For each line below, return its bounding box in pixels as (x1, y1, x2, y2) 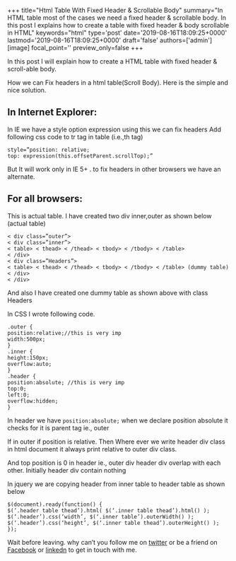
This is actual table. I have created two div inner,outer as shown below (7, 211, 212, 220)
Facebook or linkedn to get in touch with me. (7, 545, 137, 554)
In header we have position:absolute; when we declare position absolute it (7, 416, 228, 425)
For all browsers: (7, 193, 83, 205)
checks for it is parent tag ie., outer (7, 423, 110, 432)
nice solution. (7, 86, 47, 94)
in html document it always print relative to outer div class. (7, 444, 177, 453)
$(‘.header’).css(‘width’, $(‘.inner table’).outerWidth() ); (7, 513, 194, 520)
